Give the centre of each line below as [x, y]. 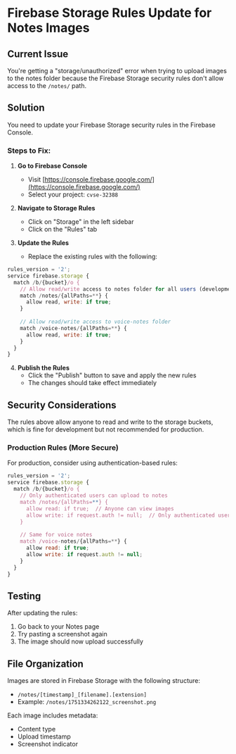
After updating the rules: [42, 613]
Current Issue [38, 54]
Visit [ [37, 180]
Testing [24, 596]
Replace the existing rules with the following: [93, 257]
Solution [26, 108]
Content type [37, 729]
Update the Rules [43, 243]
